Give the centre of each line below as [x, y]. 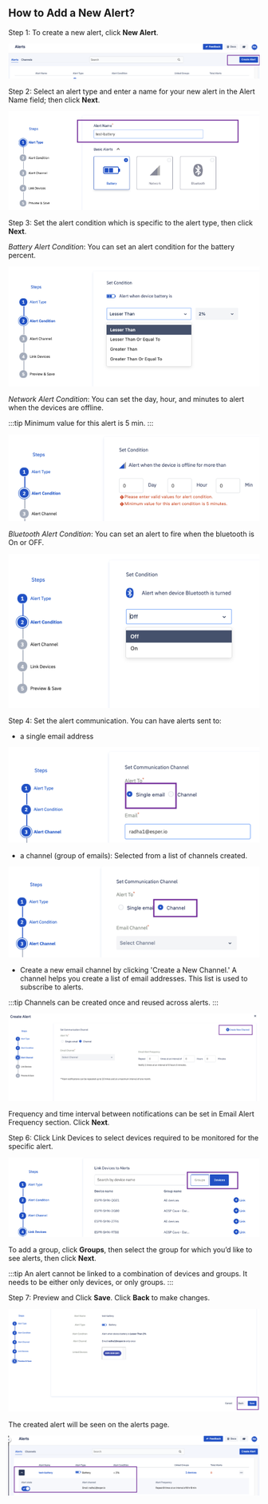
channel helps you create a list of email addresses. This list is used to [134, 978]
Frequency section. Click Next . [59, 1122]
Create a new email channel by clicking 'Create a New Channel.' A [128, 969]
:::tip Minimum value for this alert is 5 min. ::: [81, 423]
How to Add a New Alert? [72, 13]
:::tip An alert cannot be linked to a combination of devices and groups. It [128, 1273]
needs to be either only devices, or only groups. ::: [91, 1282]
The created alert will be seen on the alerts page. [89, 1425]
